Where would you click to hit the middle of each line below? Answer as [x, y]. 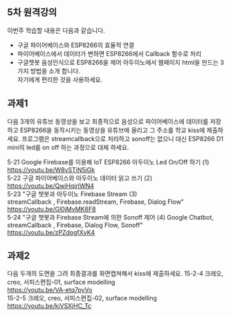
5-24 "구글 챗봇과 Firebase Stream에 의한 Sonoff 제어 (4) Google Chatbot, [111, 217]
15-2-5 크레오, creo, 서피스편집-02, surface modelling [82, 298]
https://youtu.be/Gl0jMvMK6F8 [52, 209]
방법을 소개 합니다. [55, 70]
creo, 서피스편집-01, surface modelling [61, 282]
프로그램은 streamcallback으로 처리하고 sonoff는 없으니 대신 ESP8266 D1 [122, 138]
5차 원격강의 [32, 12]
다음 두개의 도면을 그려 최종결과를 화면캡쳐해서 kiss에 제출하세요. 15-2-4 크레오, [115, 273]
